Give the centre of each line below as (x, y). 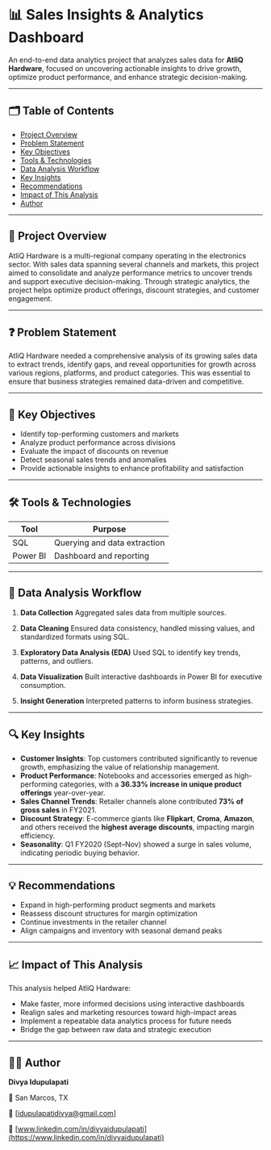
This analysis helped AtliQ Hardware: (70, 988)
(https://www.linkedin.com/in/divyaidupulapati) (86, 1138)
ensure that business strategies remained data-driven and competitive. (126, 382)
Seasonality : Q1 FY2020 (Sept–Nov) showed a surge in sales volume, (135, 844)
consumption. (43, 685)
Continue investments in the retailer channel (93, 922)
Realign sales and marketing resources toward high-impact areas (128, 1013)
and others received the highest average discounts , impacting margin (137, 827)
